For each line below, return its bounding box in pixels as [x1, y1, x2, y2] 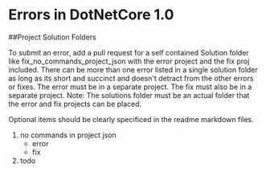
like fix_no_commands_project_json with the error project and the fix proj [8, 56, 250, 66]
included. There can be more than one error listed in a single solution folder [8, 64, 259, 74]
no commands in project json [19, 130, 117, 140]
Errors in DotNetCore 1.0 [8, 6, 174, 24]
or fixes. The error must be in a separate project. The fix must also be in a [8, 82, 252, 92]
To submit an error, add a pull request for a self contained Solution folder [8, 47, 249, 57]
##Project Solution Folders [8, 32, 96, 42]
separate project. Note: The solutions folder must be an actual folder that [8, 90, 250, 100]
